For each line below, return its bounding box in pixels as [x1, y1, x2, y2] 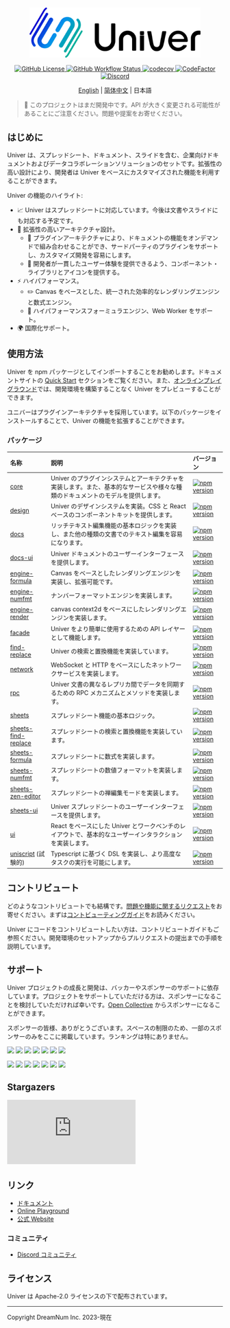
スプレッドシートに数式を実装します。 [51, 753, 159, 761]
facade [10, 629, 30, 637]
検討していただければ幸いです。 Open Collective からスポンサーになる [18, 1000, 215, 1009]
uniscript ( [10, 849, 39, 858]
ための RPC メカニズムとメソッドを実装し [57, 689, 175, 697]
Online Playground [16, 1206, 70, 1215]
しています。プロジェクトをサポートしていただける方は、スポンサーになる [7, 992, 216, 1000]
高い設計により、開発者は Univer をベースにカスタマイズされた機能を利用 [7, 168, 214, 176]
